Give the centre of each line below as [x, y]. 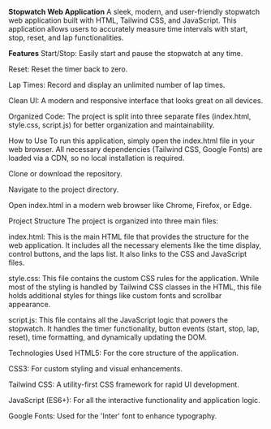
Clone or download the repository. [66, 173]
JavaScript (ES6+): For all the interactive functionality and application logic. [135, 400]
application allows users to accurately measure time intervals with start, [128, 29]
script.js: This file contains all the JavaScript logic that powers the [118, 320]
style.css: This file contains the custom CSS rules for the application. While [134, 278]
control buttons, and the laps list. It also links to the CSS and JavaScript [128, 254]
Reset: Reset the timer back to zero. [68, 69]
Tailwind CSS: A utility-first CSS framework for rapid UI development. [124, 384]
